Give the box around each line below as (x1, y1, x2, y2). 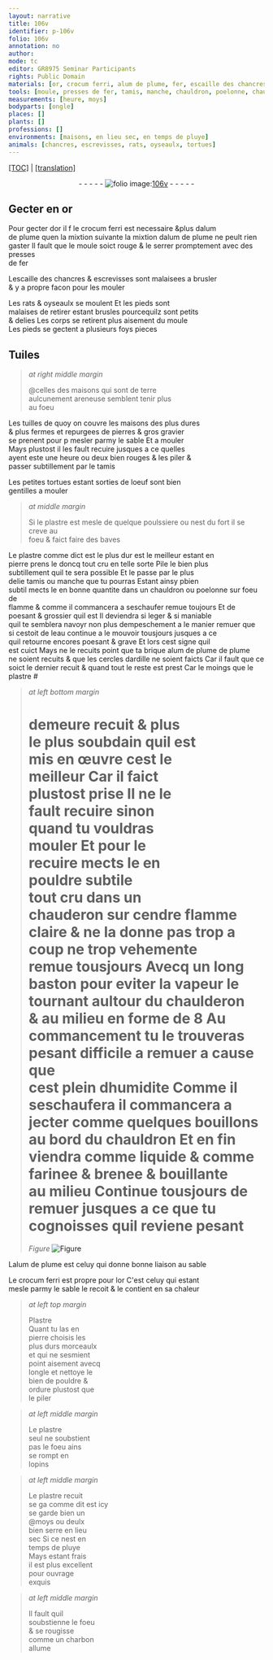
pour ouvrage (28, 1569, 75, 1579)
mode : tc (8, 58, 38, 66)
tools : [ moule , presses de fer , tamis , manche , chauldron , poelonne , (8, 87, 249, 96)
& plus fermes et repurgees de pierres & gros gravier (8, 427, 185, 437)
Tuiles (8, 347, 41, 362)
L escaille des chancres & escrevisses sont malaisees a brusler (8, 274, 218, 284)
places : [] (8, 111, 45, 119)
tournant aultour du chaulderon (28, 992, 245, 1011)
